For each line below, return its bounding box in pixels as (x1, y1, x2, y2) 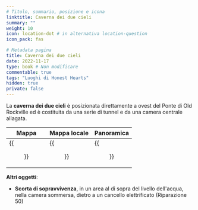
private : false (6, 86, 44, 92)
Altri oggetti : (6, 174, 39, 180)
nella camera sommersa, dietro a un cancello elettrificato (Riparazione (14, 192, 187, 198)
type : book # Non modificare (6, 64, 78, 70)
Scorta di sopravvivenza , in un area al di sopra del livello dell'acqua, (14, 185, 184, 192)
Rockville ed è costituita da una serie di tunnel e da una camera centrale (6, 108, 183, 115)
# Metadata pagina (6, 47, 52, 54)
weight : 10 (6, 25, 33, 32)
